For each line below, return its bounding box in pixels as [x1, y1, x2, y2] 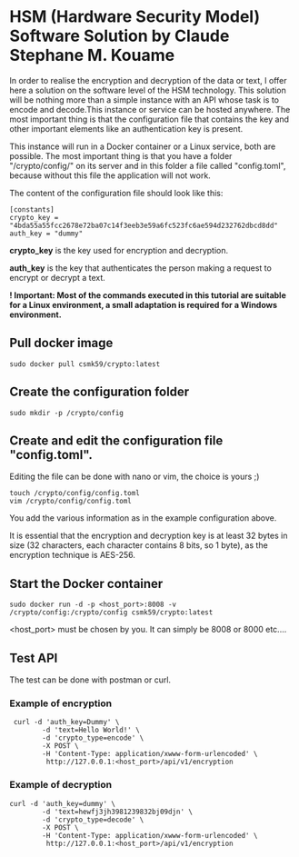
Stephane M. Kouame [9, 45, 175, 65]
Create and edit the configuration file [9, 433, 224, 448]
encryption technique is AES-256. [9, 550, 136, 561]
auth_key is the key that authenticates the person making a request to [9, 262, 273, 274]
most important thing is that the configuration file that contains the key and [9, 114, 289, 125]
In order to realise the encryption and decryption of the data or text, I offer [9, 75, 288, 85]
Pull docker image [9, 335, 114, 351]
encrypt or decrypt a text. [9, 272, 106, 283]
